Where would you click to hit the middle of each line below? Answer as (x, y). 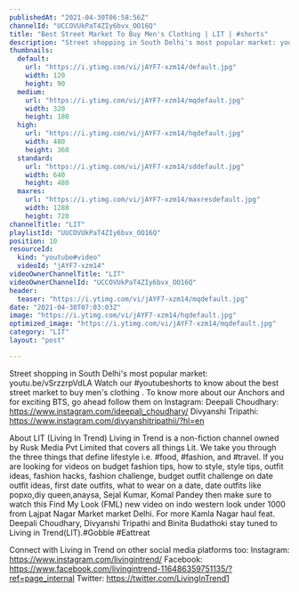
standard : (35, 158)
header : (24, 290)
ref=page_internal (42, 578)
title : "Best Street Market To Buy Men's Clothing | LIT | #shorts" (139, 34)
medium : (32, 92)
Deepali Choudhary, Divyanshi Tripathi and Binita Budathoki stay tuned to (143, 523)
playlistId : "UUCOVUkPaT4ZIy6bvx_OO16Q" (85, 232)
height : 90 (45, 84)
